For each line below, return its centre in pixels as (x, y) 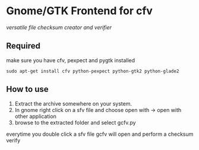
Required (23, 46)
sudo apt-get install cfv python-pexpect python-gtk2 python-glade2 (93, 71)
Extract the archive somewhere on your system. (73, 103)
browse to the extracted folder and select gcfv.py (75, 122)
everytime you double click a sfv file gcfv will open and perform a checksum (100, 134)
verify (13, 140)
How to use (27, 89)
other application (35, 116)
